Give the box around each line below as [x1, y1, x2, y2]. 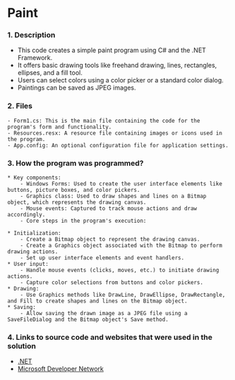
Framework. [17, 54, 53, 62]
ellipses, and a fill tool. [17, 68, 83, 77]
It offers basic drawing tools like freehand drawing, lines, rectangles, [17, 61, 217, 70]
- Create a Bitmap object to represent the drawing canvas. [20, 236, 200, 243]
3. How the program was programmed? [7, 158, 144, 168]
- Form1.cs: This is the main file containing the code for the [7, 117, 200, 124]
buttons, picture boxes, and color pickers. [7, 187, 140, 194]
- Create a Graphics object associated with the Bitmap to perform [20, 242, 222, 250]
